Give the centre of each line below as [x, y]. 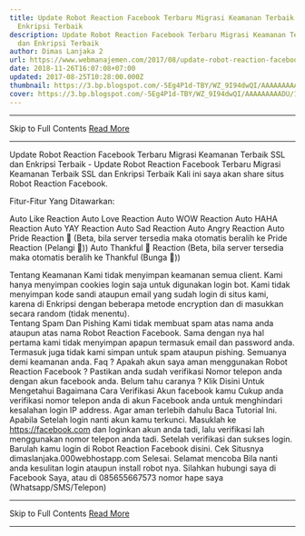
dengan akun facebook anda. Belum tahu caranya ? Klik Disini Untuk [137, 381]
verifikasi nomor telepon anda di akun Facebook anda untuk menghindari [146, 400]
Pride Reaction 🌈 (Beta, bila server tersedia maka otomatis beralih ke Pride [148, 238]
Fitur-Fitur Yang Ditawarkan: [62, 201]
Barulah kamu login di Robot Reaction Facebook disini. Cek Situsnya [137, 448]
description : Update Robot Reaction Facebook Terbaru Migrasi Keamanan [148, 35]
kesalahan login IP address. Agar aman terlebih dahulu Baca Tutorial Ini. [143, 410]
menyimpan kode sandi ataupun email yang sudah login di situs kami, [139, 294]
